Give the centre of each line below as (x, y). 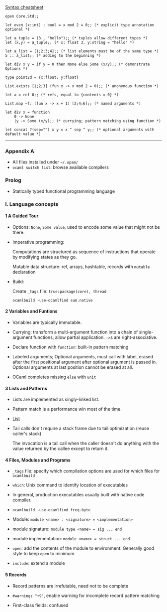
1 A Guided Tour (22, 216)
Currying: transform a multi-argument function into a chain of (75, 332)
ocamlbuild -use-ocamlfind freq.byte (51, 510)
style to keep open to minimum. (44, 554)
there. (18, 232)
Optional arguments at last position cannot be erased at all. (73, 367)
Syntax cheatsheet (24, 7)
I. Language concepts (32, 204)
